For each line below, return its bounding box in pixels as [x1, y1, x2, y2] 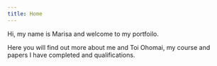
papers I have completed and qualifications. [7, 51, 135, 59]
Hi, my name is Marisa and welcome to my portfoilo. [7, 29, 160, 38]
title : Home [7, 10, 43, 18]
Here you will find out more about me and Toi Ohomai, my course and [7, 43, 211, 51]
